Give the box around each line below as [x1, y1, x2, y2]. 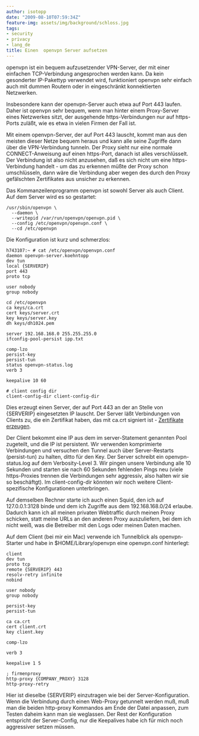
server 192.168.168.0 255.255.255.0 [6, 331, 97, 337]
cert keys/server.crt [6, 310, 60, 316]
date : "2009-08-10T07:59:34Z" [6, 14, 81, 20]
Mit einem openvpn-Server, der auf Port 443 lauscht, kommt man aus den [6, 131, 187, 138]
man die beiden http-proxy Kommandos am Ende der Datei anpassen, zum [6, 704, 189, 711]
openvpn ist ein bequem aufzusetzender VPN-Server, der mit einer [6, 64, 170, 71]
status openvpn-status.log [6, 362, 73, 368]
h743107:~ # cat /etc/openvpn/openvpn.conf [6, 248, 116, 253]
